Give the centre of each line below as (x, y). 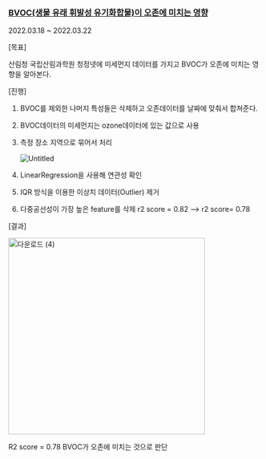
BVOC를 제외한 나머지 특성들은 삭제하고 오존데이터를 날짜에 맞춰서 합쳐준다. (139, 108)
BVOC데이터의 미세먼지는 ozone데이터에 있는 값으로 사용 (109, 125)
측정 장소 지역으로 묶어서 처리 (66, 143)
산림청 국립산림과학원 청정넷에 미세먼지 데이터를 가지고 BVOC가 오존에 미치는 (129, 64)
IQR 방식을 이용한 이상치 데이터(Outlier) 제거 (90, 192)
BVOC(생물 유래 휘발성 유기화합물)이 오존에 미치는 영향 (108, 12)
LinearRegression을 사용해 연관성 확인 (81, 175)
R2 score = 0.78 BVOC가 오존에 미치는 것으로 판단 (88, 447)
